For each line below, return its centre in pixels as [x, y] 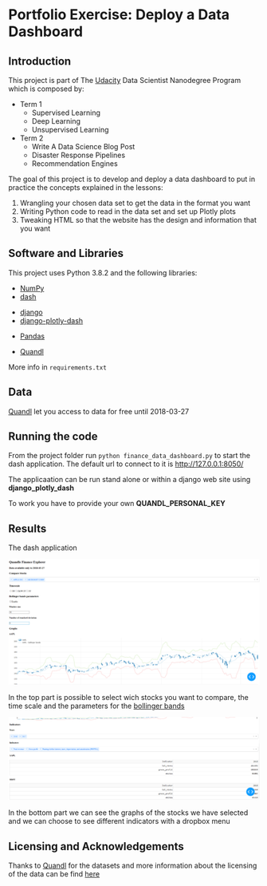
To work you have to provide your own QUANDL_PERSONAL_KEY [117, 504]
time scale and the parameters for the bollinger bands [96, 706]
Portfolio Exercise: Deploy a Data [119, 15]
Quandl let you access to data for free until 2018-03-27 [99, 411]
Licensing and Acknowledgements [96, 846]
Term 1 [31, 104]
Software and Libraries [66, 253]
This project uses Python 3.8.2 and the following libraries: [103, 272]
